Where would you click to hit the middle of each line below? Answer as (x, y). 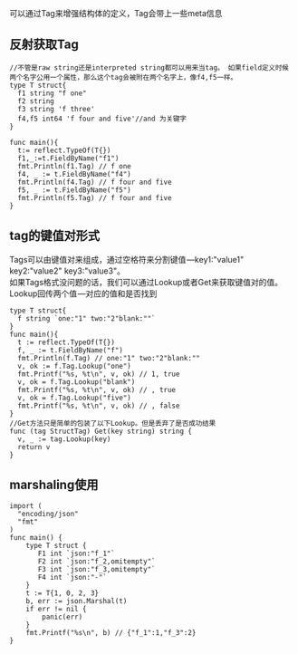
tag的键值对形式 (55, 236)
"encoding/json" (48, 515)
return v (34, 447)
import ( (26, 506)
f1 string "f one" (53, 93)
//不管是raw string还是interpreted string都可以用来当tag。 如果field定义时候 (149, 67)
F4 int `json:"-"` (72, 578)
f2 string (36, 101)
